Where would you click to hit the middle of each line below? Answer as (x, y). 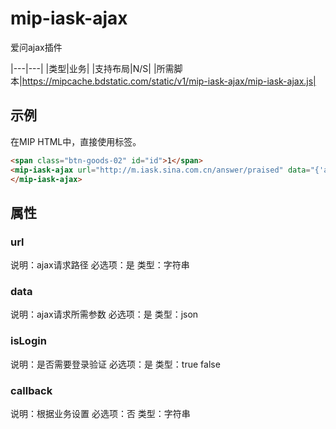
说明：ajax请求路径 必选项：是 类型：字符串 (100, 265)
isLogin (28, 341)
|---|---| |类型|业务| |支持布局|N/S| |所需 (92, 68)
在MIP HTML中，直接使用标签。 (76, 141)
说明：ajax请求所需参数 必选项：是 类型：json (104, 314)
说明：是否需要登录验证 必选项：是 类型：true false (115, 364)
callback (31, 390)
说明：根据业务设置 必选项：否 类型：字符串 (100, 413)
